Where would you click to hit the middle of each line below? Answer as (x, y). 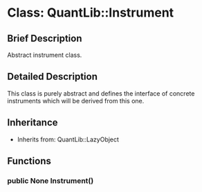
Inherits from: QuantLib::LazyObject (68, 139)
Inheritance (33, 123)
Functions (29, 161)
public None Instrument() (50, 180)
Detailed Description (53, 77)
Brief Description (45, 38)
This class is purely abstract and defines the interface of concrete (101, 93)
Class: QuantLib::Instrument (91, 13)
